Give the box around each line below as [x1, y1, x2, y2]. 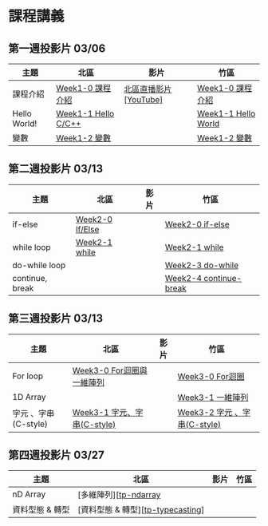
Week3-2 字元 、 [177, 406, 243, 417]
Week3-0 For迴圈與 [72, 365, 148, 376]
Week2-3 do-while [164, 259, 239, 271]
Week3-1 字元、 [72, 406, 136, 417]
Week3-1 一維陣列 [177, 392, 249, 403]
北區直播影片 [123, 84, 172, 94]
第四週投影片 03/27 [8, 449, 105, 462]
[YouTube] [123, 94, 164, 105]
